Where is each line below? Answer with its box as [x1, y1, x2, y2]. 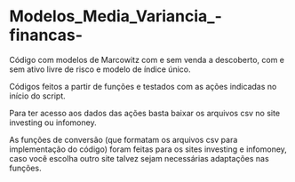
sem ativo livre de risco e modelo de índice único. [9, 64, 191, 75]
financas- [9, 25, 83, 45]
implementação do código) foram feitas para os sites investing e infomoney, [9, 144, 287, 154]
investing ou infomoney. [9, 117, 97, 128]
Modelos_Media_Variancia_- [9, 6, 222, 27]
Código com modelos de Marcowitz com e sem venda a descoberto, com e [9, 54, 285, 65]
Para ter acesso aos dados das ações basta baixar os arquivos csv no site [9, 107, 281, 118]
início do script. [9, 91, 67, 101]
